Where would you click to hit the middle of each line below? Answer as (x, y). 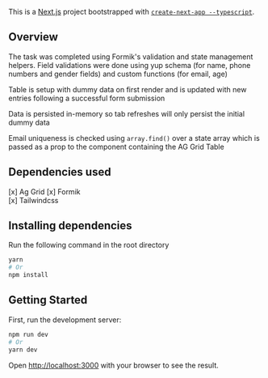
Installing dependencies (70, 226)
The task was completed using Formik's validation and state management (131, 57)
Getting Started (48, 300)
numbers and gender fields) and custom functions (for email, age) (118, 74)
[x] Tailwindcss (33, 200)
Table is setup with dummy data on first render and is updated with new (128, 89)
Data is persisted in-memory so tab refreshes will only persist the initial (126, 113)
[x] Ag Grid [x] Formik (44, 191)
